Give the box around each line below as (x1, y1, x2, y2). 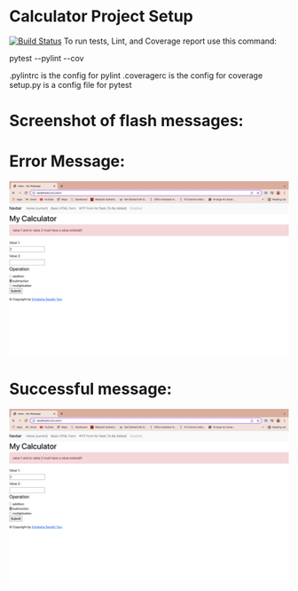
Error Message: (9, 151, 126, 172)
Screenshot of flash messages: (9, 111, 244, 131)
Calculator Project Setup (9, 6, 193, 27)
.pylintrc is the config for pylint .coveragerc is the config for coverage (9, 69, 263, 81)
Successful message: (9, 379, 173, 399)
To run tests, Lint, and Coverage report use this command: (63, 36, 278, 46)
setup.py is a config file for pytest (9, 79, 132, 90)
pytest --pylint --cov (9, 52, 84, 63)
